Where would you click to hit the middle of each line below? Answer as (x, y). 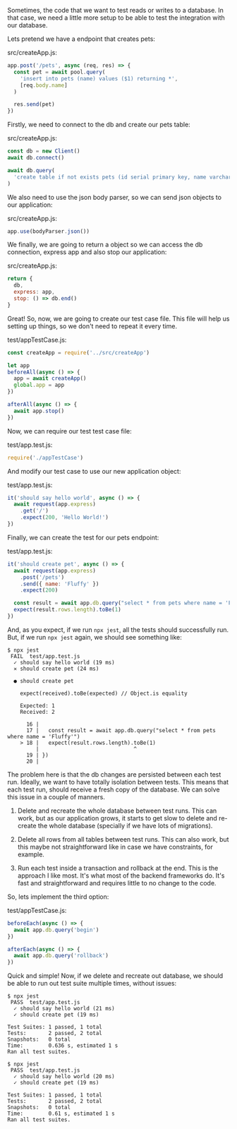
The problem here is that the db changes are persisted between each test (114, 774)
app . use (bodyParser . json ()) (49, 231)
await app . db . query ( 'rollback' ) (61, 956)
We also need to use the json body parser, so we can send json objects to (115, 197)
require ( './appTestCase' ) (45, 458)
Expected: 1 (37, 705)
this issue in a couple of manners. (56, 796)
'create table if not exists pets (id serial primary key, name (110, 177)
